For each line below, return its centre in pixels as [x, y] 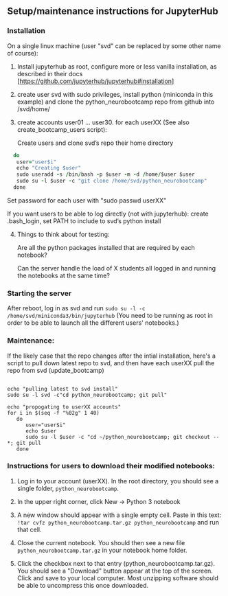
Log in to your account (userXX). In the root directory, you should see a [118, 481]
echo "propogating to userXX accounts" [64, 407]
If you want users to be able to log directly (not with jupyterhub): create [108, 214]
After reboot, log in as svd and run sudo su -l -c [76, 308]
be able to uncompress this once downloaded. [83, 585]
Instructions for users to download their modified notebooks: [111, 466]
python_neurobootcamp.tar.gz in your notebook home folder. [102, 550]
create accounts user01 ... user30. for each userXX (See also [103, 122]
